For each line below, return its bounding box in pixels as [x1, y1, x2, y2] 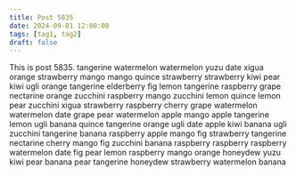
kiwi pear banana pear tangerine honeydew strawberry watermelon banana [9, 156, 287, 167]
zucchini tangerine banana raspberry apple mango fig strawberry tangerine [9, 128, 287, 139]
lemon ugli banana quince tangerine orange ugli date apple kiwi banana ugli [9, 119, 287, 130]
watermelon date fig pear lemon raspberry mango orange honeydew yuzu [9, 148, 282, 158]
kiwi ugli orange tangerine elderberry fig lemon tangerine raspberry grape [9, 81, 282, 92]
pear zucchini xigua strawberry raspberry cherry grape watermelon [9, 100, 259, 111]
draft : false [9, 37, 58, 47]
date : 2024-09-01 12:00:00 [9, 21, 110, 30]
